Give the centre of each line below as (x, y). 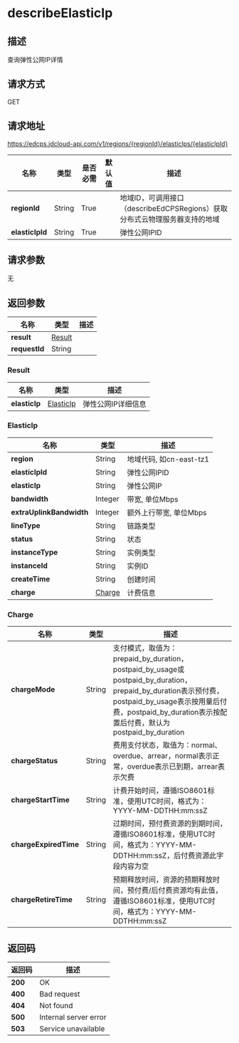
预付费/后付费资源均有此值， (175, 891)
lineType (26, 525)
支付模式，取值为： (145, 648)
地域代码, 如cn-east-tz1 (168, 459)
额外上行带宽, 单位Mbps (167, 512)
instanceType (34, 552)
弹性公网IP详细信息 (115, 404)
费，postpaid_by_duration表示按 (166, 712)
